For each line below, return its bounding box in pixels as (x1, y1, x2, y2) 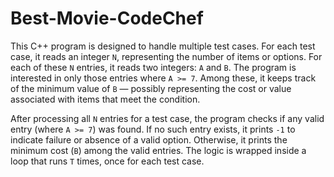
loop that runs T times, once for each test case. (10, 155, 205, 167)
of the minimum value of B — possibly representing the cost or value (10, 82, 292, 94)
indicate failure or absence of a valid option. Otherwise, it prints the (10, 133, 288, 146)
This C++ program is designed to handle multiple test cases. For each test (10, 40, 316, 52)
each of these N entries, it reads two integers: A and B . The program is (10, 61, 297, 73)
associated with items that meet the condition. (10, 93, 201, 105)
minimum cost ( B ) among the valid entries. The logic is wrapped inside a (10, 144, 307, 156)
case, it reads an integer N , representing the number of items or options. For (10, 50, 323, 62)
